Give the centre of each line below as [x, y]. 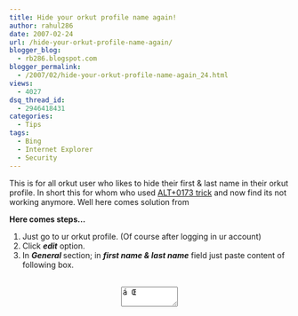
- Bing [29, 141]
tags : [19, 133]
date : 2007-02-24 [41, 34]
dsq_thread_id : [37, 100]
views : [21, 83]
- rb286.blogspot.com [57, 59]
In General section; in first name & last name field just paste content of [153, 255]
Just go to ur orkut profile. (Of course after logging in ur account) [142, 236]
